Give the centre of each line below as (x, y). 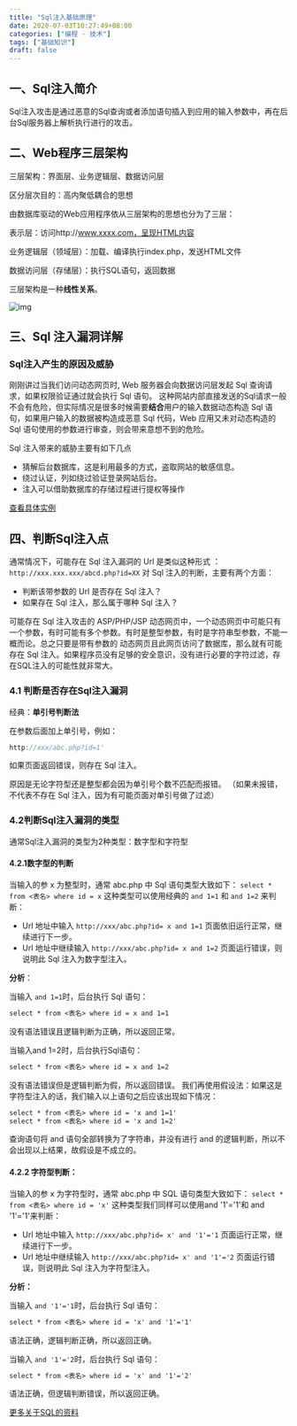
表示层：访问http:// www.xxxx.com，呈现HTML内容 (102, 232)
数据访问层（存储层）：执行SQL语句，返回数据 (92, 270)
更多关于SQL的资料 (44, 1413)
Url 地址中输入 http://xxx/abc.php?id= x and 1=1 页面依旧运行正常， (148, 926)
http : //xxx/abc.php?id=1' (57, 748)
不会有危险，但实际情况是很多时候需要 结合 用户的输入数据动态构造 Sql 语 (141, 407)
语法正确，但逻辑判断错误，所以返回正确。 (87, 1394)
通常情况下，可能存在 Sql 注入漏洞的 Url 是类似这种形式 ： (115, 562)
